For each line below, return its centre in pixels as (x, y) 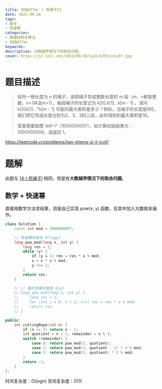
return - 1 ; (34, 362)
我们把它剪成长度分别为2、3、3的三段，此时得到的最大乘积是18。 (84, 115)
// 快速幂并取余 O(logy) (37, 237)
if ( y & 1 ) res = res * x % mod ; (66, 256)
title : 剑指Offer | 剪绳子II (33, 10)
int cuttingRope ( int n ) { (41, 325)
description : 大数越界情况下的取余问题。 (44, 51)
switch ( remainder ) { (45, 339)
